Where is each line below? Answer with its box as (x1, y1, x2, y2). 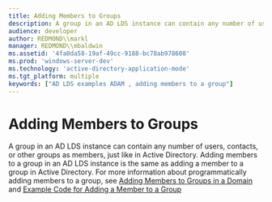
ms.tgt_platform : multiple (8, 72, 100, 80)
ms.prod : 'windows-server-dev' (8, 58, 114, 66)
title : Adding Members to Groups (8, 11, 121, 20)
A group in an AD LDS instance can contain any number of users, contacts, (8, 141, 259, 151)
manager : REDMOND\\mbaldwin (8, 42, 104, 50)
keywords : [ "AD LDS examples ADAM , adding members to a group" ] (8, 80, 233, 88)
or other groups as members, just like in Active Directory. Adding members (8, 150, 257, 160)
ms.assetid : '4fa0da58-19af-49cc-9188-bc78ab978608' (8, 49, 190, 58)
